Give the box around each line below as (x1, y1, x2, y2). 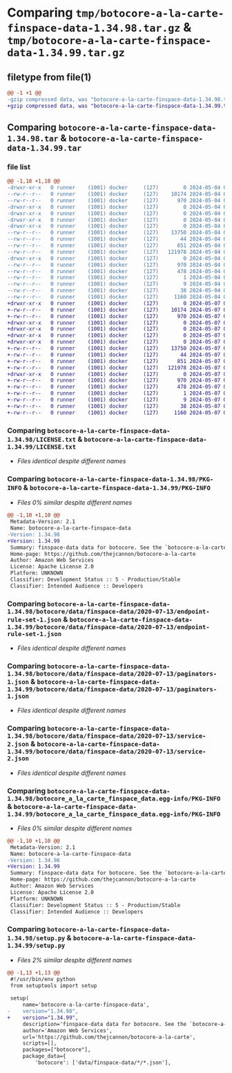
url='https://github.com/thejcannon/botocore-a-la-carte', (22, 1034, 196, 1041)
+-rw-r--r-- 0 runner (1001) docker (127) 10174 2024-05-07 (7, 306, 221, 313)
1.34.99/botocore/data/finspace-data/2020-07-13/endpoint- (7, 623, 210, 631)
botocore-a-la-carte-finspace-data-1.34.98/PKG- (47, 475, 214, 483)
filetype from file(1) (7, 71, 92, 83)
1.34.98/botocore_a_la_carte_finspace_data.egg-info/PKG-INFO (7, 794, 221, 803)
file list (7, 162, 31, 171)
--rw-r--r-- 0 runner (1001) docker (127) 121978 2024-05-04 (7, 248, 221, 255)
